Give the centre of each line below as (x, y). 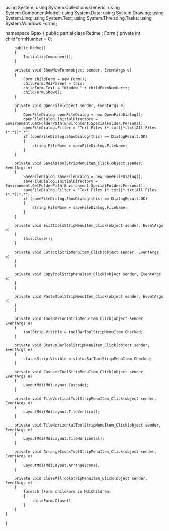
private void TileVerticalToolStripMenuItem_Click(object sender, (86, 399)
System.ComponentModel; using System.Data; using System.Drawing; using (84, 13)
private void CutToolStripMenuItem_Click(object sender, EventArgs (87, 252)
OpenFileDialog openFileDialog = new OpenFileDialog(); (83, 115)
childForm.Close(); (52, 501)
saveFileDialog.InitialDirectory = (61, 181)
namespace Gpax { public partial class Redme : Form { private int (73, 33)
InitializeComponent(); (48, 57)
